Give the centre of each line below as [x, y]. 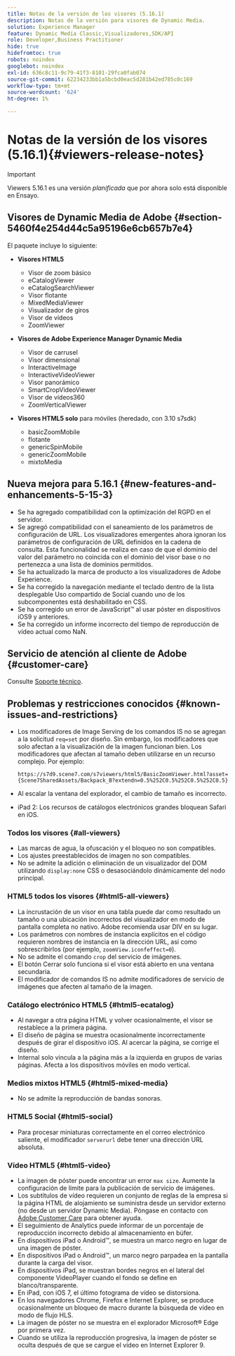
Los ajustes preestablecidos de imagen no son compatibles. [104, 856]
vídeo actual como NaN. [52, 631]
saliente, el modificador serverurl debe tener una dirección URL [110, 1139]
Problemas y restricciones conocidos [90, 703]
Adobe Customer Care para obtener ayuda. [80, 1217]
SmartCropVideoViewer [62, 389]
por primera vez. [41, 1330]
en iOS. [28, 815]
